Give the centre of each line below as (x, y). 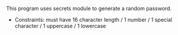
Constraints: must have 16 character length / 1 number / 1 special (93, 20)
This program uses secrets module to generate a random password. (89, 8)
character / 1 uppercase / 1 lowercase (60, 26)
